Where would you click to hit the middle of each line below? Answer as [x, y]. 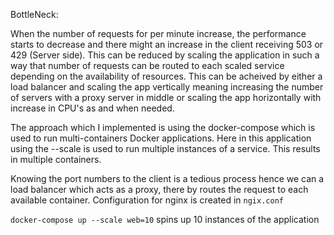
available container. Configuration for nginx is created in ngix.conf [147, 200]
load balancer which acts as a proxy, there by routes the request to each [159, 189]
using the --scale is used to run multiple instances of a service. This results [165, 148]
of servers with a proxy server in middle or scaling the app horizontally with [166, 97]
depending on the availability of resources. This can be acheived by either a [166, 76]
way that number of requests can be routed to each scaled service [147, 65]
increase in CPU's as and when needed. [92, 108]
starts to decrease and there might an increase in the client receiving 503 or [167, 44]
